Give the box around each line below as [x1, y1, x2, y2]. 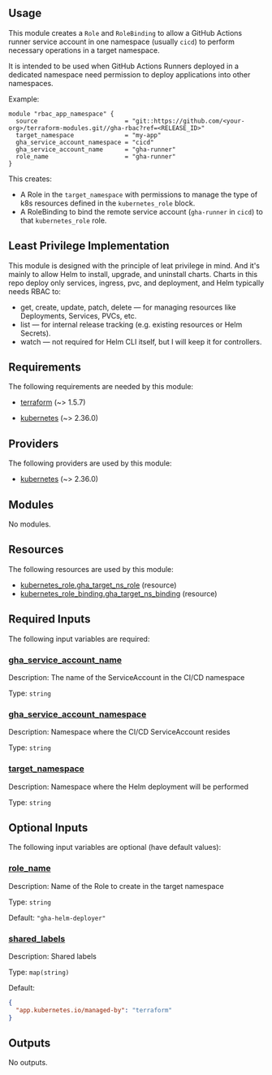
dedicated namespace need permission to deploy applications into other [8, 69, 251, 80]
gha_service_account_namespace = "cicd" [15, 138, 154, 146]
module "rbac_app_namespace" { [8, 110, 114, 118]
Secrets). [19, 328, 51, 338]
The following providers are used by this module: [8, 458, 172, 468]
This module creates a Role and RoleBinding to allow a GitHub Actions [8, 28, 242, 37]
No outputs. [8, 1058, 48, 1068]
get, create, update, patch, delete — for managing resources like [19, 302, 237, 312]
